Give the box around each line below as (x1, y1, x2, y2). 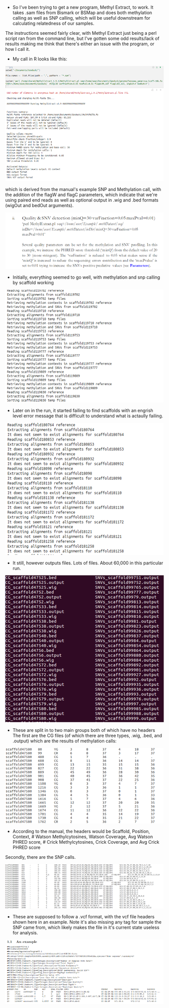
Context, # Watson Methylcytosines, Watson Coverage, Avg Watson (12, 834, 153, 840)
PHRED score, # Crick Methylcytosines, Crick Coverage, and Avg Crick (12, 839, 159, 845)
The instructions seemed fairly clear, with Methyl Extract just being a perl (5, 30, 157, 36)
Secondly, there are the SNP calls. (5, 854, 76, 860)
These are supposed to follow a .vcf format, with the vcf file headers (12, 914, 155, 920)
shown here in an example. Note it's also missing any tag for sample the (12, 919, 162, 925)
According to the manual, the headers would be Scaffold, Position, (12, 829, 150, 835)
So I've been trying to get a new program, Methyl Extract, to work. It (12, 5, 153, 10)
